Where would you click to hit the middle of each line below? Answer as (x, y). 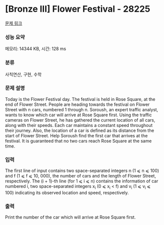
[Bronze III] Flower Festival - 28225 (78, 9)
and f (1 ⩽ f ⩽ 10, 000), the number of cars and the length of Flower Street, (81, 176)
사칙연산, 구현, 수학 (23, 74)
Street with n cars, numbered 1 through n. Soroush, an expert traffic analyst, (82, 109)
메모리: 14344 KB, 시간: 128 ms (35, 49)
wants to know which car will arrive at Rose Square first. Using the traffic (79, 115)
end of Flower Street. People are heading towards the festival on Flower (78, 104)
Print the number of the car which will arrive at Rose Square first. (70, 217)
